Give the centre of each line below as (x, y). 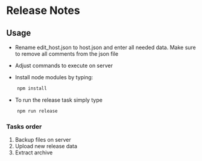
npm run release (38, 111)
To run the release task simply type (58, 100)
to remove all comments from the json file (67, 54)
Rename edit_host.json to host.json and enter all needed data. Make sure (105, 47)
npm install (32, 88)
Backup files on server (43, 140)
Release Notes (43, 11)
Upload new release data (46, 146)
